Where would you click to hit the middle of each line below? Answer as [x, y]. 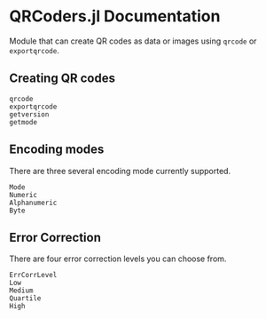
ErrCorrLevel [33, 275]
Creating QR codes [62, 79]
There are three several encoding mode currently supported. [120, 171]
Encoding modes [57, 150]
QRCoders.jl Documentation [115, 16]
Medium [21, 291]
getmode [23, 122]
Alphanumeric [33, 203]
